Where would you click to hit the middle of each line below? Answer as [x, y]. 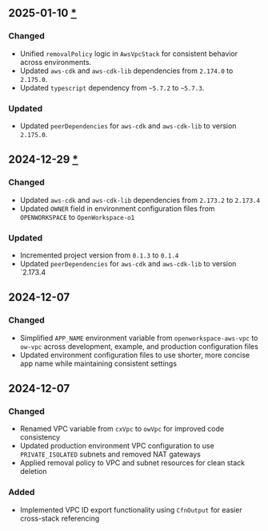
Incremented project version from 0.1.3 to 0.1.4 [99, 255]
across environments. [56, 62]
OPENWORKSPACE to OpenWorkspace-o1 [77, 217]
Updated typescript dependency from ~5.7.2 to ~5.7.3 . [112, 87]
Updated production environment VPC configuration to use [117, 446]
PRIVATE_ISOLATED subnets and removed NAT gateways [110, 454]
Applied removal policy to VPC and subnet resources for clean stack [132, 463]
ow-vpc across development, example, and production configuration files [139, 346]
